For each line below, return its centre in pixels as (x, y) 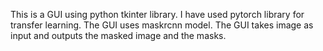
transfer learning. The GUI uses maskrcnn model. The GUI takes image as (162, 25)
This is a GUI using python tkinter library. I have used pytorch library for (157, 14)
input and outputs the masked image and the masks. (118, 35)
